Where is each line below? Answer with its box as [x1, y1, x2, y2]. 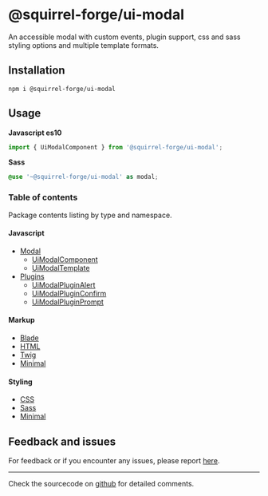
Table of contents [8, 192, 78, 203]
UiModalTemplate [31, 263, 90, 272]
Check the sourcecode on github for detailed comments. [8, 479, 195, 489]
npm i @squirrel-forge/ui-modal [8, 85, 116, 93]
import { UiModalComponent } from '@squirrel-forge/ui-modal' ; [8, 143, 223, 151]
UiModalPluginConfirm [31, 288, 107, 298]
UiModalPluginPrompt [31, 297, 104, 307]
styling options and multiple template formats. [8, 40, 160, 50]
